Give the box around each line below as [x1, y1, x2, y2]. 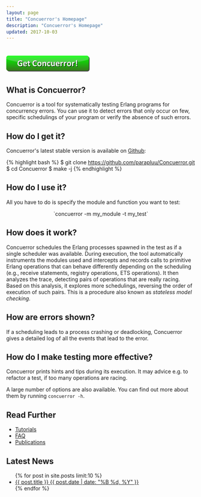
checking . [6, 295, 31, 302]
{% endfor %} [14, 484, 50, 492]
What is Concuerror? [6, 85, 86, 95]
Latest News [6, 456, 54, 466]
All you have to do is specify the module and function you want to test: [6, 199, 181, 206]
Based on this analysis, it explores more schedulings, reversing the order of [6, 282, 193, 289]
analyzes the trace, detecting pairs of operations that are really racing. [6, 276, 181, 283]
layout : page [6, 10, 39, 16]
